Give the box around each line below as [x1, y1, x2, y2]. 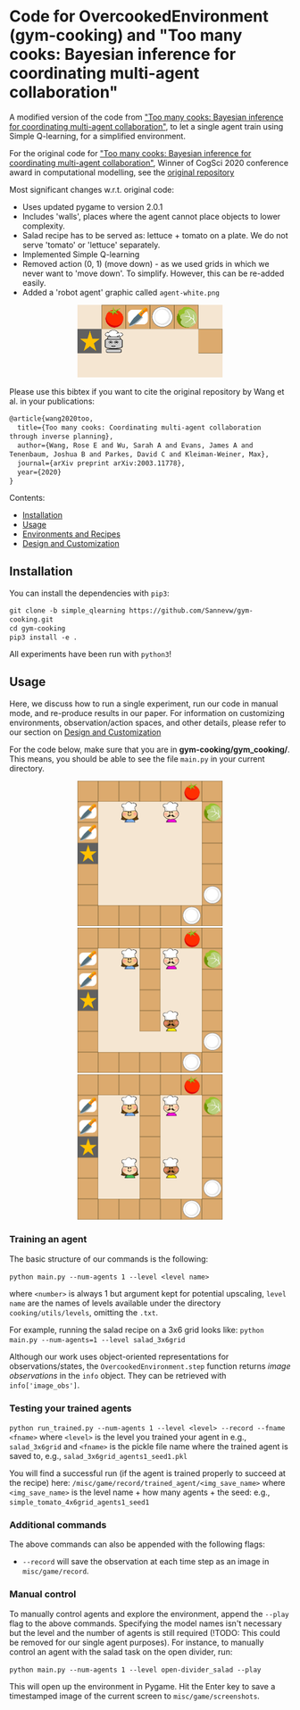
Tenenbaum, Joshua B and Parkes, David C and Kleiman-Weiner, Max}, [9, 449, 270, 459]
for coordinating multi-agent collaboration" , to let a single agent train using [9, 121, 284, 131]
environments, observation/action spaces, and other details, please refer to [9, 717, 287, 728]
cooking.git [9, 614, 54, 624]
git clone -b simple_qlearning [9, 605, 126, 615]
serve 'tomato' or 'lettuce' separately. [21, 239, 161, 250]
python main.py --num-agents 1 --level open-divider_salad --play [9, 1665, 262, 1674]
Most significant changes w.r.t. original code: [9, 184, 175, 195]
